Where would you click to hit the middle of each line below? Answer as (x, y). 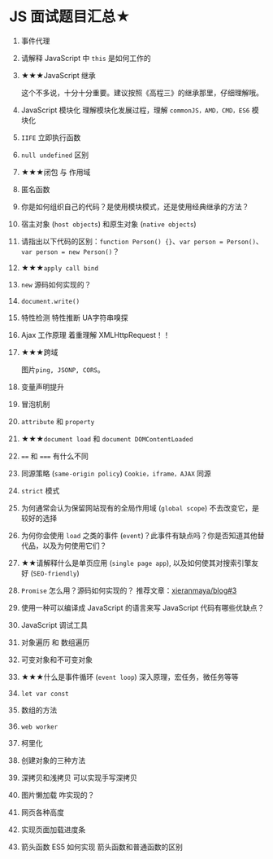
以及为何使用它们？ (75, 546)
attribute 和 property (58, 421)
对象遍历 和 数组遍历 (55, 642)
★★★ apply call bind (60, 267)
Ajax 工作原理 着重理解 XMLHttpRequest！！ (95, 335)
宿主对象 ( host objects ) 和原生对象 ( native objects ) (109, 224)
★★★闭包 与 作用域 (56, 172)
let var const (45, 694)
